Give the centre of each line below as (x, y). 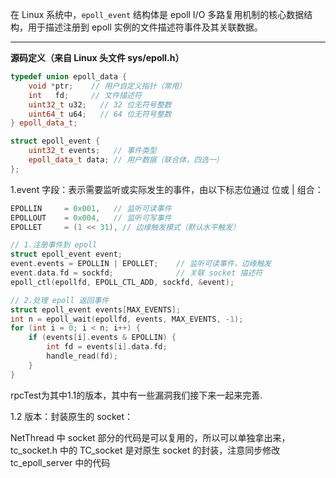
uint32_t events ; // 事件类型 (92, 151)
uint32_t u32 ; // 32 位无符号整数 (100, 104)
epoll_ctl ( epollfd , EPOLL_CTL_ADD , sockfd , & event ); (122, 282)
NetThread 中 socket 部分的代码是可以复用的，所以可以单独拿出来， (150, 437)
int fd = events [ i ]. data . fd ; (107, 347)
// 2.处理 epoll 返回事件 (60, 300)
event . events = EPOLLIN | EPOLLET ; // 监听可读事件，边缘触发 (141, 264)
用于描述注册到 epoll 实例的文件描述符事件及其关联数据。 (145, 27)
